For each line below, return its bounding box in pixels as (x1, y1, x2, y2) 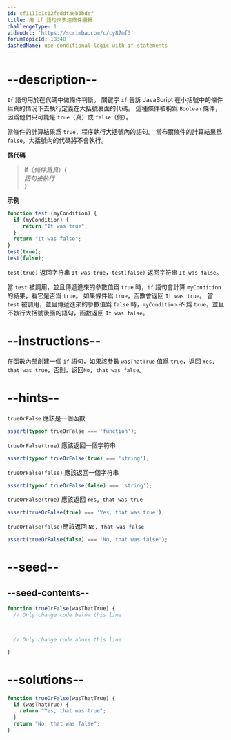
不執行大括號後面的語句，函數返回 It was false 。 (7, 309, 149, 317)
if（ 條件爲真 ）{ (23, 165, 68, 173)
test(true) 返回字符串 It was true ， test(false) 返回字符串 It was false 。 (7, 268, 223, 276)
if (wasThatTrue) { (13, 701, 70, 708)
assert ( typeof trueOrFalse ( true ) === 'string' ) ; (7, 455, 150, 462)
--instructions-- (7, 333, 101, 349)
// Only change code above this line (13, 636, 122, 643)
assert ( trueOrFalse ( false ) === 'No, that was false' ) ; (7, 536, 168, 543)
